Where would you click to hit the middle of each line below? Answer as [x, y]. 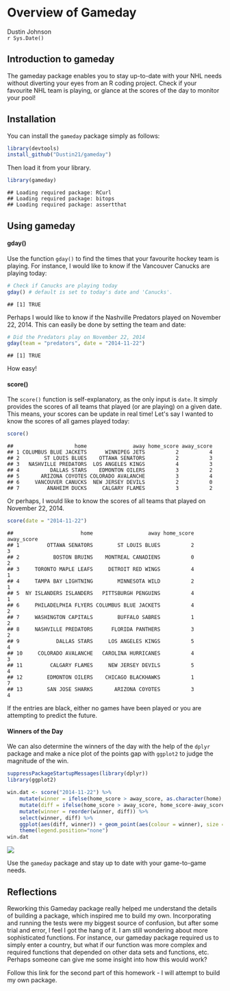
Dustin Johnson [29, 32]
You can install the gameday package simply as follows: [84, 136]
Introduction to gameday [61, 59]
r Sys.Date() [26, 38]
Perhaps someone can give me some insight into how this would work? [107, 959]
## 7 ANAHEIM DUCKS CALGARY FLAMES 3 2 [110, 489]
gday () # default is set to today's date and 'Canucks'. [90, 292]
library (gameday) [32, 180]
